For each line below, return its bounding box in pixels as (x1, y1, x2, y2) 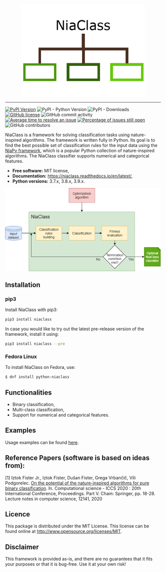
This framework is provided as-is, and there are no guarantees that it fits (5, 556, 153, 562)
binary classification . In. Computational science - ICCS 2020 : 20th (5, 485, 141, 491)
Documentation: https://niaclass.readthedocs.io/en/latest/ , (12, 173, 133, 179)
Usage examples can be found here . (5, 439, 79, 445)
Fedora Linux (5, 353, 37, 360)
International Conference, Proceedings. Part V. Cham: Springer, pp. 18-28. (5, 490, 156, 496)
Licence (5, 510, 31, 519)
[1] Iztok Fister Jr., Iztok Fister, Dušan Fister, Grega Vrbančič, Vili (5, 474, 136, 480)
